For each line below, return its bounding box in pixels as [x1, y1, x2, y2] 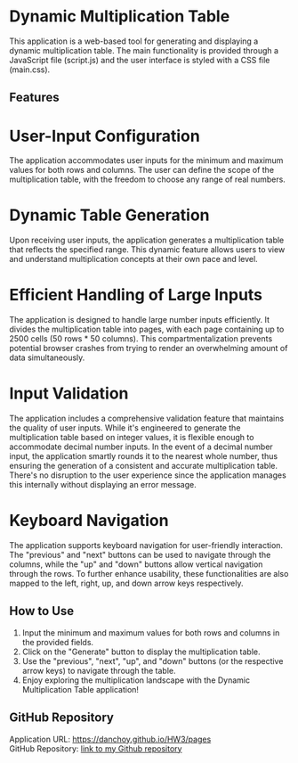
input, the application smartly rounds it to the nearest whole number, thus [9, 451, 278, 462]
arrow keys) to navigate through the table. [21, 665, 176, 676]
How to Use [9, 603, 75, 619]
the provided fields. [21, 636, 94, 647]
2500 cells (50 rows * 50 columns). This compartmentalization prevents [9, 333, 273, 344]
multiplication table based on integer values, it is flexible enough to [9, 432, 254, 443]
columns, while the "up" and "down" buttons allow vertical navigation [9, 559, 263, 570]
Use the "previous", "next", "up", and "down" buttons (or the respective [21, 655, 284, 666]
